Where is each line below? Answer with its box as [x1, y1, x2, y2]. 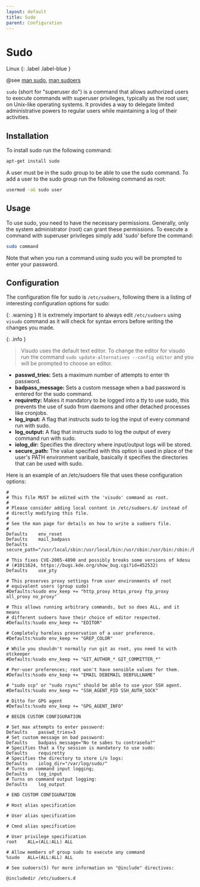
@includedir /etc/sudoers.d [6, 876, 76, 882]
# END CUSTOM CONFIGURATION [6, 792, 76, 798]
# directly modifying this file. [6, 510, 89, 516]
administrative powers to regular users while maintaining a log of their [6, 107, 177, 114]
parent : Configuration [6, 20, 62, 26]
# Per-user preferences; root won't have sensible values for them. [6, 667, 180, 673]
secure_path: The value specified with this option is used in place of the [14, 448, 193, 455]
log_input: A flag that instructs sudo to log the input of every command [14, 415, 190, 423]
